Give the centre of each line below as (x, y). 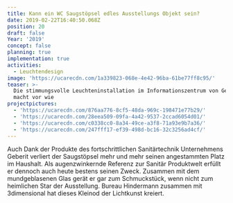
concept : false (29, 46)
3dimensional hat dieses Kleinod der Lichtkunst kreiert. (86, 193)
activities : (24, 65)
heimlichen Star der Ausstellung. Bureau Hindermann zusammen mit (105, 186)
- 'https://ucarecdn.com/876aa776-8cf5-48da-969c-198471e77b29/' (110, 110)
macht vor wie (34, 98)
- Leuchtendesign (38, 71)
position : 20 (26, 26)
